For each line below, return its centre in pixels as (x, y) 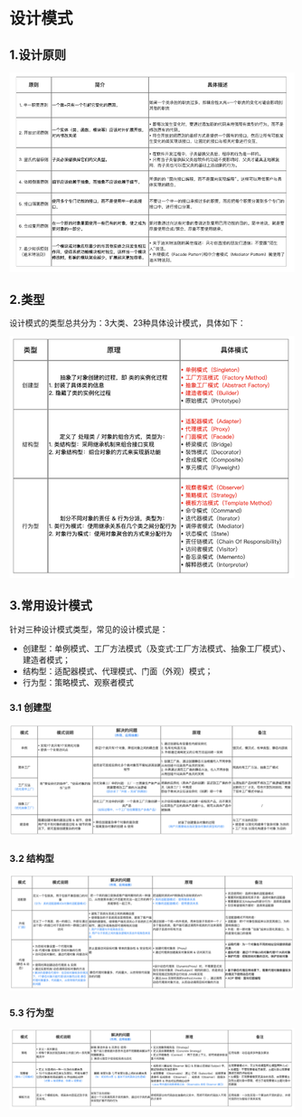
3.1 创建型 (31, 708)
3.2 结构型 (32, 858)
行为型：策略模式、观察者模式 (78, 682)
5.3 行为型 (32, 1013)
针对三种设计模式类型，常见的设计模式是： (89, 629)
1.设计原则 (38, 55)
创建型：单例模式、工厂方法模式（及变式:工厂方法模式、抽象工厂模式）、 (156, 648)
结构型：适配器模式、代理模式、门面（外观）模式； (118, 671)
